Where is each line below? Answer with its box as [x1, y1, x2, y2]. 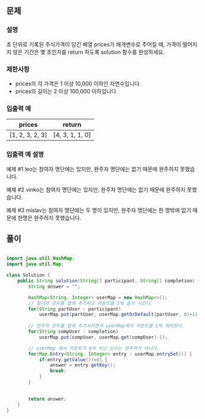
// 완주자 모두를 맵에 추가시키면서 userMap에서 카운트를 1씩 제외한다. [28, 323, 185, 329]
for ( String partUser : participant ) [28, 306, 121, 312]
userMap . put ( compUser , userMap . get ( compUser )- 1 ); [38, 334, 168, 340]
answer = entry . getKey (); [49, 362, 116, 368]
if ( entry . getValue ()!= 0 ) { [38, 356, 108, 363]
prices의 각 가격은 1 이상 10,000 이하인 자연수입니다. [15, 80, 142, 87]
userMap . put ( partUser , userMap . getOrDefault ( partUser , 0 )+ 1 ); [38, 312, 201, 318]
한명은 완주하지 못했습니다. [17, 214, 82, 221]
